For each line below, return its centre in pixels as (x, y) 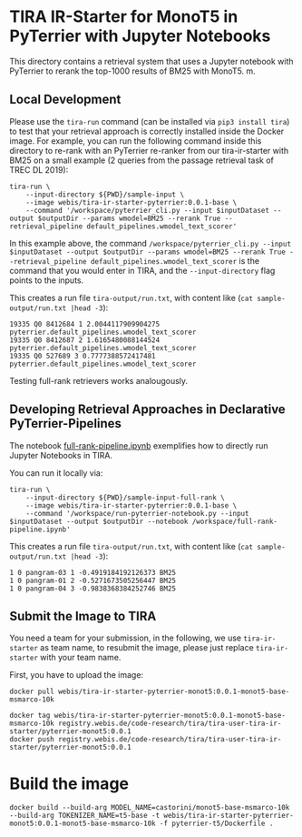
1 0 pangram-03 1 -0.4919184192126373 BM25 (93, 572)
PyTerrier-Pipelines (66, 424)
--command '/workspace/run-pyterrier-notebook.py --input (137, 513)
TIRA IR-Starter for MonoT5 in (124, 17)
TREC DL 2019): (39, 169)
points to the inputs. (47, 280)
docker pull (32, 692)
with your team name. (81, 658)
